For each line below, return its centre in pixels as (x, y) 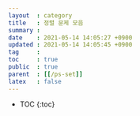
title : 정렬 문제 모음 (46, 23)
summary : (25, 30)
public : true (33, 67)
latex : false (35, 81)
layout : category (40, 15)
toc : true (33, 60)
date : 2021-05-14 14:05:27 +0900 (70, 37)
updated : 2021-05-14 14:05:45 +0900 (70, 45)
